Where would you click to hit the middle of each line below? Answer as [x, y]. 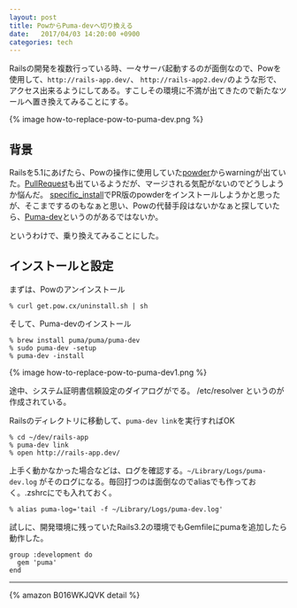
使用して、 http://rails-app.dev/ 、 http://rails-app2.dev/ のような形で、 [145, 80]
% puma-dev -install [47, 355]
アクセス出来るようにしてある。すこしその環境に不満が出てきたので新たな [145, 90]
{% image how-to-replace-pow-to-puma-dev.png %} [107, 120]
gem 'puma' [37, 562]
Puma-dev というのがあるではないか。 [94, 217]
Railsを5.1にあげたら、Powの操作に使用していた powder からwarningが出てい [148, 173]
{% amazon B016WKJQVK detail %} [75, 595]
